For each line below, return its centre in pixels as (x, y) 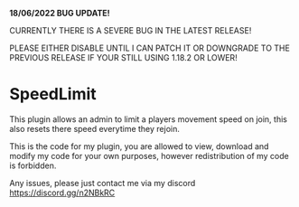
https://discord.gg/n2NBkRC (62, 193)
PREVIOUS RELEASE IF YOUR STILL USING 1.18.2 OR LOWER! (123, 57)
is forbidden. (33, 165)
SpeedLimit (53, 94)
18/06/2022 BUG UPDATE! (60, 13)
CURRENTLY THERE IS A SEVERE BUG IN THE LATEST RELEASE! (131, 30)
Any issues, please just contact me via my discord (103, 183)
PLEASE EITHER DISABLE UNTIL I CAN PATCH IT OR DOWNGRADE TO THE (150, 48)
